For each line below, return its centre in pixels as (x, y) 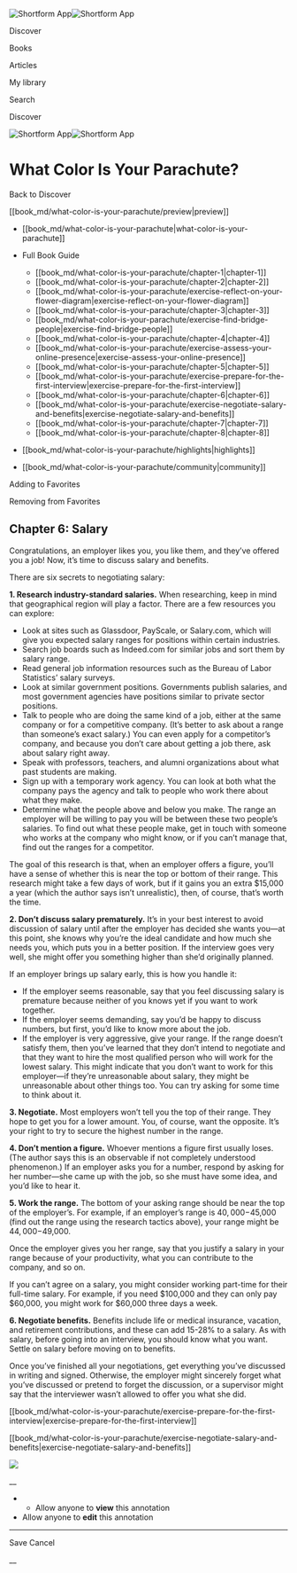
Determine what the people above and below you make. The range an (149, 809)
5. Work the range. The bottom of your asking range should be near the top (147, 1202)
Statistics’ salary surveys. (69, 677)
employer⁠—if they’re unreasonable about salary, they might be (135, 1076)
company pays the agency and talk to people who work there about (145, 790)
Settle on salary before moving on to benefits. (92, 1349)
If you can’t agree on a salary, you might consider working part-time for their (148, 1284)
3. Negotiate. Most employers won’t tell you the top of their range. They (140, 1112)
